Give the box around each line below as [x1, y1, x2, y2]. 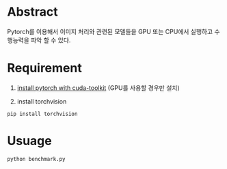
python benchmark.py [7, 155, 66, 162]
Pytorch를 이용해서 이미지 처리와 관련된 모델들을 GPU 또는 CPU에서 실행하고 [7, 27, 213, 35]
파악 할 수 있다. [30, 35, 71, 44]
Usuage [7, 134, 53, 149]
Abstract [7, 4, 58, 20]
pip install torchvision [7, 110, 78, 117]
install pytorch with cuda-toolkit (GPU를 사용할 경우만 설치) [16, 83, 180, 92]
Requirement [7, 61, 82, 76]
